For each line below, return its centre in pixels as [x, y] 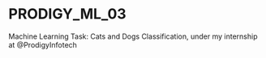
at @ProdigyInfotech [43, 44]
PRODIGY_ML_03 [68, 14]
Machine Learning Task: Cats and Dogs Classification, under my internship [133, 36]
